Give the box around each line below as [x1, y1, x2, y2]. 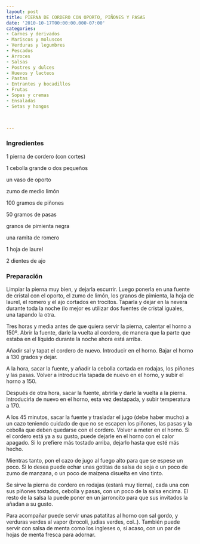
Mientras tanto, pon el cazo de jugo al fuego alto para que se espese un [6, 457, 183, 464]
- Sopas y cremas [6, 92, 50, 98]
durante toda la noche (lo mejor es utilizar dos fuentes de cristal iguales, [6, 305, 184, 312]
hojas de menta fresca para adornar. [6, 531, 96, 538]
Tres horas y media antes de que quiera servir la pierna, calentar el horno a [6, 323, 192, 330]
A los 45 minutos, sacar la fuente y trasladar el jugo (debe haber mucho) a [6, 414, 189, 421]
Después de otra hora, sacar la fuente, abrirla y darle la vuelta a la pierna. [6, 389, 187, 396]
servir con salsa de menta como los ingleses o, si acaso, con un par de [6, 524, 181, 531]
